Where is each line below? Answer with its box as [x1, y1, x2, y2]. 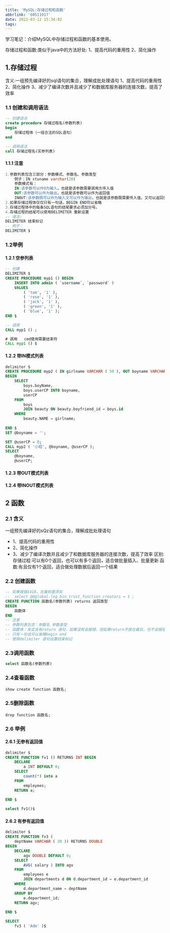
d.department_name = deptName [23, 886, 87, 891]
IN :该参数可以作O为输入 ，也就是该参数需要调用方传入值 [14, 186, 114, 191]
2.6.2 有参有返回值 [5, 818, 45, 824]
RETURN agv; [14, 900, 39, 905]
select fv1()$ [5, 806, 35, 811]
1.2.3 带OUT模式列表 [5, 470, 49, 476]
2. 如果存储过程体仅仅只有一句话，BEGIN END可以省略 [5, 200, 102, 205]
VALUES [14, 285, 28, 290]
